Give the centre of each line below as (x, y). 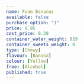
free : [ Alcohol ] (26, 67)
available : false (28, 17)
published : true (26, 72)
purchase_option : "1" (33, 22)
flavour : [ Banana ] (29, 56)
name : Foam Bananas (30, 12)
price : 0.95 (21, 28)
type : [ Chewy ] (24, 50)
